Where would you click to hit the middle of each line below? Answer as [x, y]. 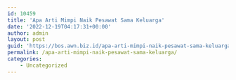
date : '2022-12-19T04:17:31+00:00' [59, 26]
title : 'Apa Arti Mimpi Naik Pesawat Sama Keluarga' [86, 20]
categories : [25, 59]
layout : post [26, 40]
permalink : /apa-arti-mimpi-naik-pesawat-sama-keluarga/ [92, 53]
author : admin [28, 33]
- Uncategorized [44, 65]
